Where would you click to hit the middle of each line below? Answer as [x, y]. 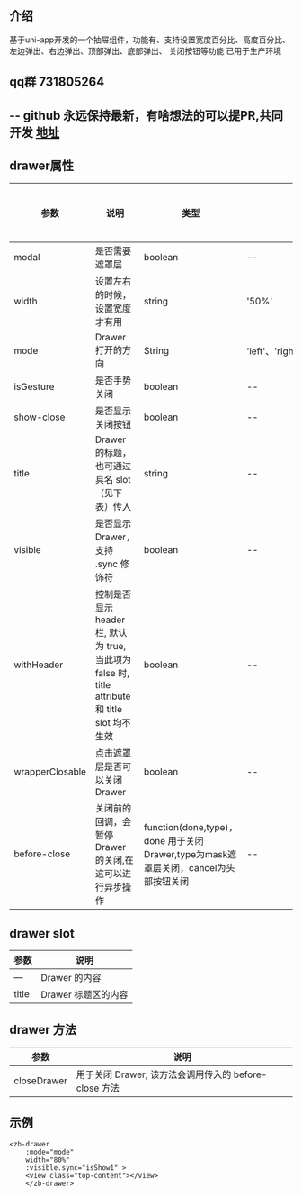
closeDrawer [41, 1081]
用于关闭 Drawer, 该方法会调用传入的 [154, 1074]
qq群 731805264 [57, 82]
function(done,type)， [191, 828]
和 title [109, 710]
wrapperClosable [50, 772]
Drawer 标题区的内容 [84, 995]
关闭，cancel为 [194, 868]
